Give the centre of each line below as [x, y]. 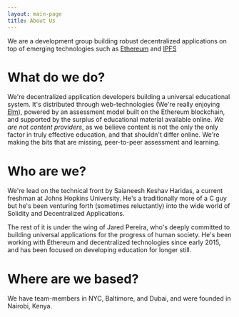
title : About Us [31, 21]
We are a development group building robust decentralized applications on [117, 41]
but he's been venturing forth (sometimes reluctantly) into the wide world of [119, 206]
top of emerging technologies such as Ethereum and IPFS [92, 48]
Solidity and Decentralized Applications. [66, 214]
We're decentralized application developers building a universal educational [119, 97]
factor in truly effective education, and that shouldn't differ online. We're [113, 135]
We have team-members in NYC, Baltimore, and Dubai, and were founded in [119, 298]
